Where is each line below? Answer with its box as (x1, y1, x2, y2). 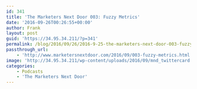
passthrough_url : (6, 47, 49, 53)
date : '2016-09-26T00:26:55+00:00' (6, 19, 93, 25)
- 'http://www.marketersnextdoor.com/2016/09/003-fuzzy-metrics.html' (16, 52, 193, 58)
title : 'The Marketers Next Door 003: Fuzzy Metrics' (6, 14, 141, 20)
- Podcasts (16, 69, 43, 74)
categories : (6, 63, 35, 69)
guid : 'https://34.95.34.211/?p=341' (6, 36, 98, 42)
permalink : (6, 42, 33, 47)
